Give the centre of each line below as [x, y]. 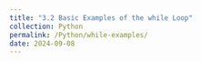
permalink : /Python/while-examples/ [79, 35]
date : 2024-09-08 [42, 43]
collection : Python [46, 26]
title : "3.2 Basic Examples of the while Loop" [101, 18]
